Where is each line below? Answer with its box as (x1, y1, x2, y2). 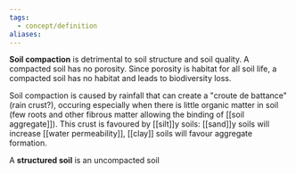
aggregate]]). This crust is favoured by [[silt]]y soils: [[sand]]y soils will (9, 119, 270, 129)
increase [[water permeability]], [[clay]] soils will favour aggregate (9, 128, 252, 139)
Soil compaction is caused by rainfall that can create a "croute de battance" (9, 90, 288, 101)
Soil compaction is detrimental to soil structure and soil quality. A (9, 54, 250, 65)
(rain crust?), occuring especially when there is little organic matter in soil (9, 100, 279, 111)
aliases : (9, 29, 42, 38)
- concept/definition (17, 21, 98, 30)
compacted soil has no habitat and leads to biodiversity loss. (9, 73, 232, 84)
